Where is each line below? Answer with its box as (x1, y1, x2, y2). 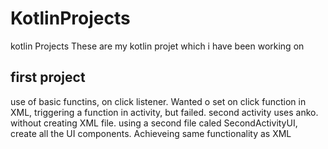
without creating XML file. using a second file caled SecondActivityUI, (10, 117, 298, 129)
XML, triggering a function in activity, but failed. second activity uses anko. (10, 106, 319, 118)
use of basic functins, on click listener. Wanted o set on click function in (10, 95, 307, 107)
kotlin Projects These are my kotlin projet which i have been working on (10, 40, 305, 52)
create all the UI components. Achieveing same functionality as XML (10, 127, 292, 139)
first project (10, 69, 86, 86)
